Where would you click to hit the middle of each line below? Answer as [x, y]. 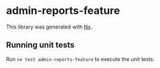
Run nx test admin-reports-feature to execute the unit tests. [80, 59]
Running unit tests [40, 45]
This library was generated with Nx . [49, 27]
